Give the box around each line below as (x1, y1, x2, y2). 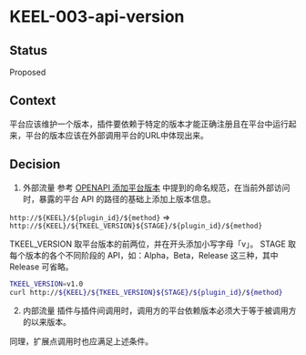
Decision (9, 157, 61, 172)
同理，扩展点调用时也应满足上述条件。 (9, 336, 153, 347)
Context (9, 93, 56, 108)
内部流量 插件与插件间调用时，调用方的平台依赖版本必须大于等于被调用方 (22, 305, 297, 316)
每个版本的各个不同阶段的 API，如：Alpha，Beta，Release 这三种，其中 (9, 249, 279, 260)
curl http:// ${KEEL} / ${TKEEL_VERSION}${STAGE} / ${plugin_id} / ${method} (9, 288, 283, 297)
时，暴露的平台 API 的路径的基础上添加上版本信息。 (22, 193, 217, 204)
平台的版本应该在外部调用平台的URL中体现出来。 (25, 129, 209, 140)
